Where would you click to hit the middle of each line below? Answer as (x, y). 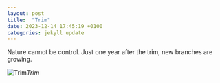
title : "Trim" (29, 20)
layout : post (26, 13)
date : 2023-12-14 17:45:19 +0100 (55, 26)
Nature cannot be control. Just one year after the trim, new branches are (110, 52)
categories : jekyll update (46, 33)
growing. (20, 60)
